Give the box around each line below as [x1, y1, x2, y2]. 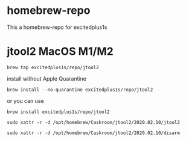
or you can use [7, 97, 44, 104]
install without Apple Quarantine [7, 75, 87, 82]
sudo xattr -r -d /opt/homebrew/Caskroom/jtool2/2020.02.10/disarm [7, 130, 181, 136]
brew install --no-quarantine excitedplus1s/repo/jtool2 [7, 87, 153, 93]
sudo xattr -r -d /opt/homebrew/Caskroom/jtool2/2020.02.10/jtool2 [7, 119, 181, 125]
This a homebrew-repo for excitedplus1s [7, 23, 107, 31]
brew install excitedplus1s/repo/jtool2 [7, 109, 111, 115]
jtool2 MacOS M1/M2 [7, 45, 114, 58]
